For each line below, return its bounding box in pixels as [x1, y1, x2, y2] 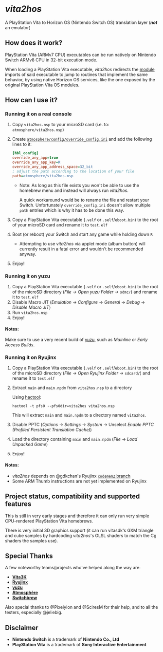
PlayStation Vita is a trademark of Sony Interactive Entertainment [12, 642, 147, 648]
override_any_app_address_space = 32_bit [12, 165, 93, 169]
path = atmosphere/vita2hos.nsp [12, 173, 74, 178]
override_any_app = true [12, 155, 58, 160]
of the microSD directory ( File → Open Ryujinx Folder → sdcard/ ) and [12, 370, 151, 376]
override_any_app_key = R [12, 160, 61, 165]
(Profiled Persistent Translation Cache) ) [12, 427, 92, 433]
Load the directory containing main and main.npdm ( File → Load [12, 436, 138, 442]
